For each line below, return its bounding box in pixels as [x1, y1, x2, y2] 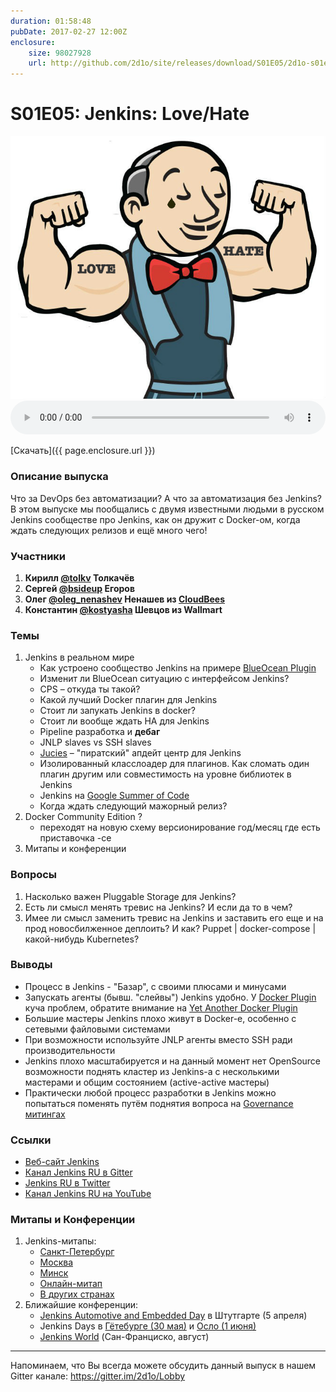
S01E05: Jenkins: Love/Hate [10, 103, 250, 125]
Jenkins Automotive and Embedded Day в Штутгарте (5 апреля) [39, 1310, 308, 1322]
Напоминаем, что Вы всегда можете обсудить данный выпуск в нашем [10, 1360, 317, 1372]
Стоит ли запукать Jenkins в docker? [39, 705, 196, 717]
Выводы [10, 958, 53, 972]
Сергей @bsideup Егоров [24, 582, 135, 594]
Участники [10, 549, 67, 563]
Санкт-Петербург [39, 1246, 115, 1258]
